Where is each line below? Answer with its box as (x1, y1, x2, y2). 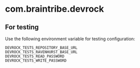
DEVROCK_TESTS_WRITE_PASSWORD (5, 58, 67, 63)
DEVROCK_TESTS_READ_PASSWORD (5, 54, 65, 59)
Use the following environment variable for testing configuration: (5, 36, 136, 42)
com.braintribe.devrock (5, 3, 104, 15)
